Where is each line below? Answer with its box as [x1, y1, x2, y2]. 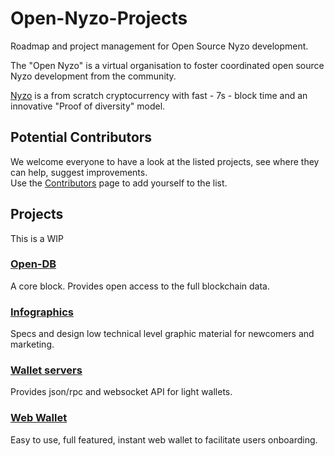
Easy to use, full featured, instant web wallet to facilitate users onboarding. [10, 433, 318, 446]
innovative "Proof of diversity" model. [10, 100, 166, 112]
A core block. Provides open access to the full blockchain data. [10, 280, 270, 292]
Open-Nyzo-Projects [10, 7, 188, 30]
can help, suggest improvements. [10, 166, 148, 178]
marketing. [10, 338, 55, 351]
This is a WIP [10, 232, 65, 244]
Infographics [10, 305, 74, 319]
